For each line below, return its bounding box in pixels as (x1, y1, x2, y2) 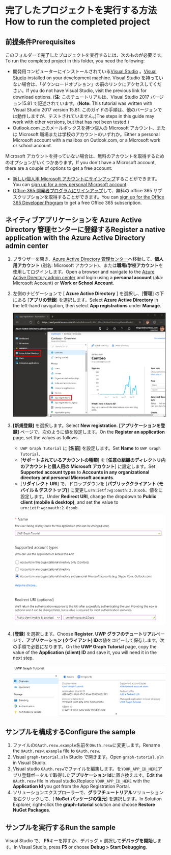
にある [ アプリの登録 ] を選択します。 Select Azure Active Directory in (12, 297, 159, 303)
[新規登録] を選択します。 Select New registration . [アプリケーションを (12, 422, 161, 429)
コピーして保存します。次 (111, 637, 164, 643)
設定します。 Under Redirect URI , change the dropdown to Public (20, 493, 157, 499)
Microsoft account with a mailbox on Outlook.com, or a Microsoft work (12, 137, 161, 143)
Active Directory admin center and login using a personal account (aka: (12, 274, 164, 280)
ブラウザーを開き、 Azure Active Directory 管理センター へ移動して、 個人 (12, 256, 164, 262)
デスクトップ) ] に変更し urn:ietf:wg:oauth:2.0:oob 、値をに (39, 487, 163, 493)
